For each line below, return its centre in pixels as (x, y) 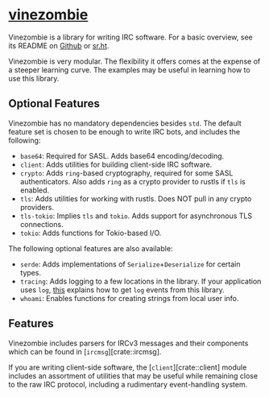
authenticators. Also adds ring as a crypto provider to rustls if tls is (132, 181)
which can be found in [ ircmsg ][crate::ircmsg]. (85, 351)
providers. (37, 207)
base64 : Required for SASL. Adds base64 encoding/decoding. (122, 155)
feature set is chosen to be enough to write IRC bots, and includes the (124, 131)
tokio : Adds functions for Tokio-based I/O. (91, 233)
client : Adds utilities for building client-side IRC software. (116, 164)
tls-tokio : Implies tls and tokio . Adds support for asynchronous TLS (136, 216)
